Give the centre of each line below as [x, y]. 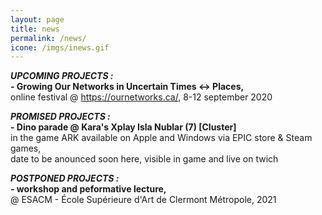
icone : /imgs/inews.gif [60, 47]
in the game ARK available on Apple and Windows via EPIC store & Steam [161, 138]
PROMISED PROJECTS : [60, 117]
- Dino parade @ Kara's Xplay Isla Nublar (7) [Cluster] [123, 127]
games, [26, 148]
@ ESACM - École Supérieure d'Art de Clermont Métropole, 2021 [143, 200]
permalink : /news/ [48, 38]
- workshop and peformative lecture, [88, 189]
